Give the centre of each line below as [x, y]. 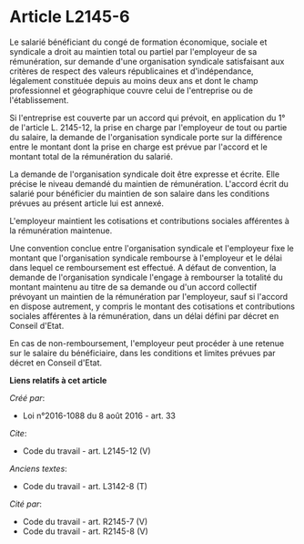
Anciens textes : [39, 468]
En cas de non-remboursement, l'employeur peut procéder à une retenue [147, 343]
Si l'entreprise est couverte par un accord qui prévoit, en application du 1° [147, 118]
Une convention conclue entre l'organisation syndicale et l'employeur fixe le [152, 248]
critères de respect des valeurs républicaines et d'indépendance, [132, 71]
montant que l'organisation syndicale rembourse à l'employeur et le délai [146, 258]
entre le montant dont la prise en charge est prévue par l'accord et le [139, 147]
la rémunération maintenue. [61, 231]
